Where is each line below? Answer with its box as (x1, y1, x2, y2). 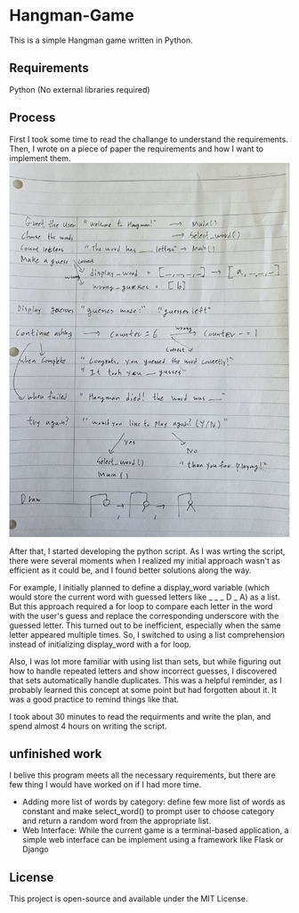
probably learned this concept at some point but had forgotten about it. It (9, 684, 278, 695)
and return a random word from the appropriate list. (21, 816, 212, 827)
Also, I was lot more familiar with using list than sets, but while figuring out (9, 656, 282, 666)
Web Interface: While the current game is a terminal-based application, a (21, 825, 289, 836)
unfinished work (9, 746, 102, 762)
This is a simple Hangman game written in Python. (9, 35, 193, 45)
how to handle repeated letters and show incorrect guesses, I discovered (9, 665, 278, 676)
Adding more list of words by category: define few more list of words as (21, 796, 286, 807)
